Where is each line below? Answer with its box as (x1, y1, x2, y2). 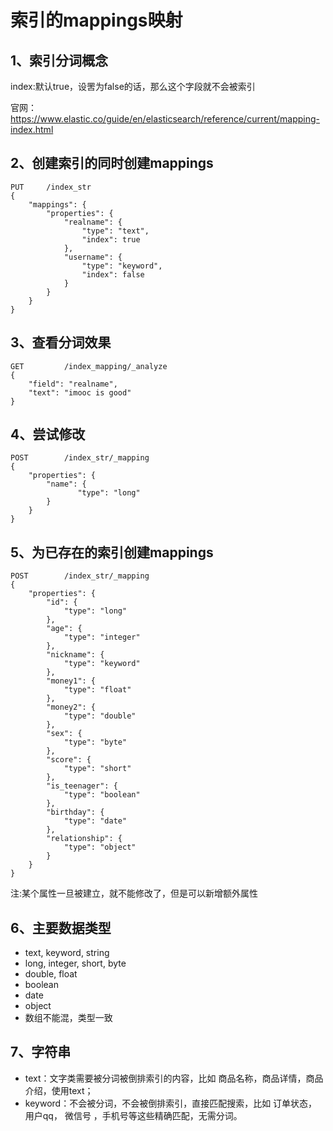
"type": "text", (81, 226, 150, 236)
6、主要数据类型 (10, 919, 112, 936)
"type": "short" (63, 764, 132, 774)
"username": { (63, 252, 123, 262)
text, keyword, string (24, 947, 110, 959)
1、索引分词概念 (10, 52, 109, 69)
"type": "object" (63, 842, 137, 853)
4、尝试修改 (10, 426, 86, 443)
